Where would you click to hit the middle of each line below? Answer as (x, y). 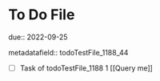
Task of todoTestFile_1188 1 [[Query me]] (86, 68)
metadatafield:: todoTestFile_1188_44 (68, 52)
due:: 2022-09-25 (38, 37)
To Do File (42, 15)
